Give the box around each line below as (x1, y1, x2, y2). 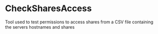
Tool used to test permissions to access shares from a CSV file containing (5, 19, 154, 25)
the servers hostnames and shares (5, 24, 75, 30)
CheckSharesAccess (5, 3, 92, 14)
